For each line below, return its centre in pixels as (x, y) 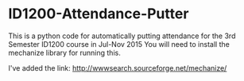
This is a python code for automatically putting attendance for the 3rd (122, 36)
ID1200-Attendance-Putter (99, 14)
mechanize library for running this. (64, 52)
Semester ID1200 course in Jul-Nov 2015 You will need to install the (119, 44)
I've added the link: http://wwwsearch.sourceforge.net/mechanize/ (118, 67)
